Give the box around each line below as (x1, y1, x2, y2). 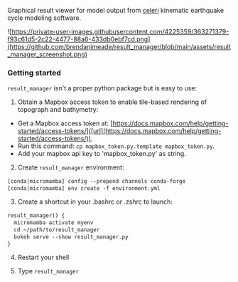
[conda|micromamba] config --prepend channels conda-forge (7, 178, 186, 185)
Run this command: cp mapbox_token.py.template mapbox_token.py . (17, 142, 215, 150)
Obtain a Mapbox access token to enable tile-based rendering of (17, 98, 207, 106)
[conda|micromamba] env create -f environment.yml (7, 185, 161, 192)
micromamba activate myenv (13, 219, 94, 226)
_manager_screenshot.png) (7, 50, 87, 58)
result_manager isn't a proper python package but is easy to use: (7, 84, 198, 93)
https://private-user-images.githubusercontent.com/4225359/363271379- (11, 28, 229, 36)
